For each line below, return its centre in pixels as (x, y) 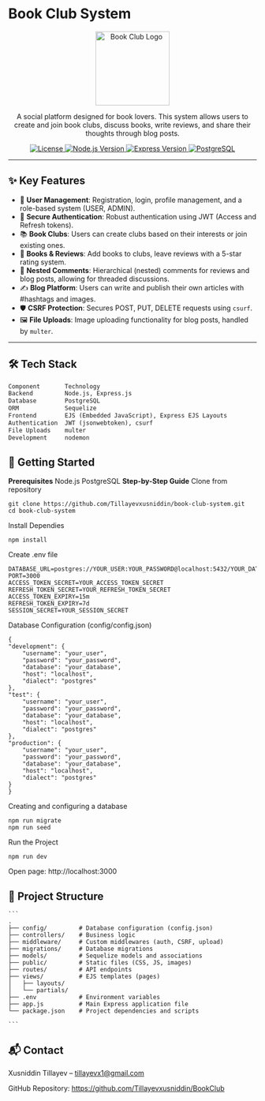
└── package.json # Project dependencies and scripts (104, 1011)
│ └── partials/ (38, 991)
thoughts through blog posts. (132, 133)
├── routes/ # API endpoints (70, 970)
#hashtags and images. (58, 299)
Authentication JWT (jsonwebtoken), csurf (81, 423)
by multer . (36, 331)
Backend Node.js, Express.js (70, 394)
